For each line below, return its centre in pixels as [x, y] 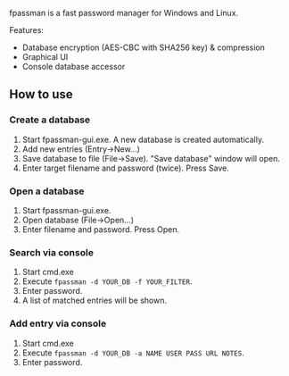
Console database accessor [74, 67]
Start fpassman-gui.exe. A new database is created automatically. [143, 139]
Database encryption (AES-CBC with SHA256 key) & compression [143, 47]
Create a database [50, 120]
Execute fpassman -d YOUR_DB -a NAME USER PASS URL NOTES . [133, 353]
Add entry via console [58, 323]
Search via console [51, 252]
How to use [41, 94]
